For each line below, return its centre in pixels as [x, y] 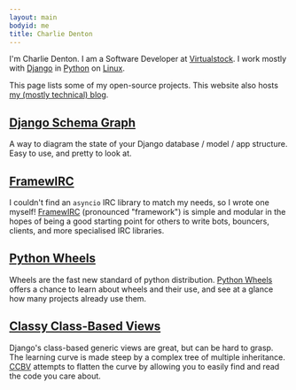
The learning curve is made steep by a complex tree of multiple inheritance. [147, 357]
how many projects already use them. [78, 298]
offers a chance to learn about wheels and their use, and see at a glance [141, 289]
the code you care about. [55, 376]
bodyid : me [29, 26]
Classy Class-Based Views [85, 327]
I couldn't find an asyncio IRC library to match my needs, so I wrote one [140, 203]
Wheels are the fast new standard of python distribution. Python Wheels [141, 279]
